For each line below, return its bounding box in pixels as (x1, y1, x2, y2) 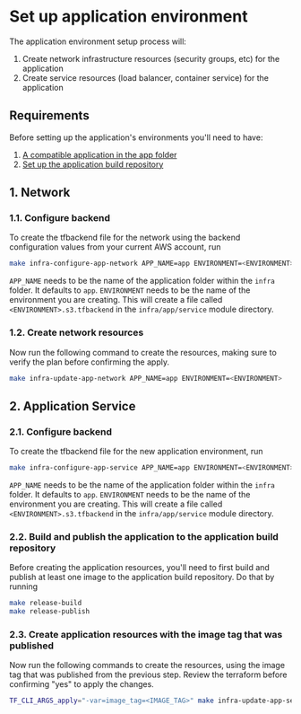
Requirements (9, 108, 90, 123)
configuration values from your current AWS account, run (9, 242, 221, 252)
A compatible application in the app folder (21, 149, 177, 160)
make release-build (9, 599, 82, 608)
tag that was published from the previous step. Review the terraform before (9, 669, 288, 680)
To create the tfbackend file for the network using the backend (9, 232, 241, 243)
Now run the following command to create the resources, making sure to (9, 347, 278, 357)
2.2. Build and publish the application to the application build (9, 530, 279, 542)
